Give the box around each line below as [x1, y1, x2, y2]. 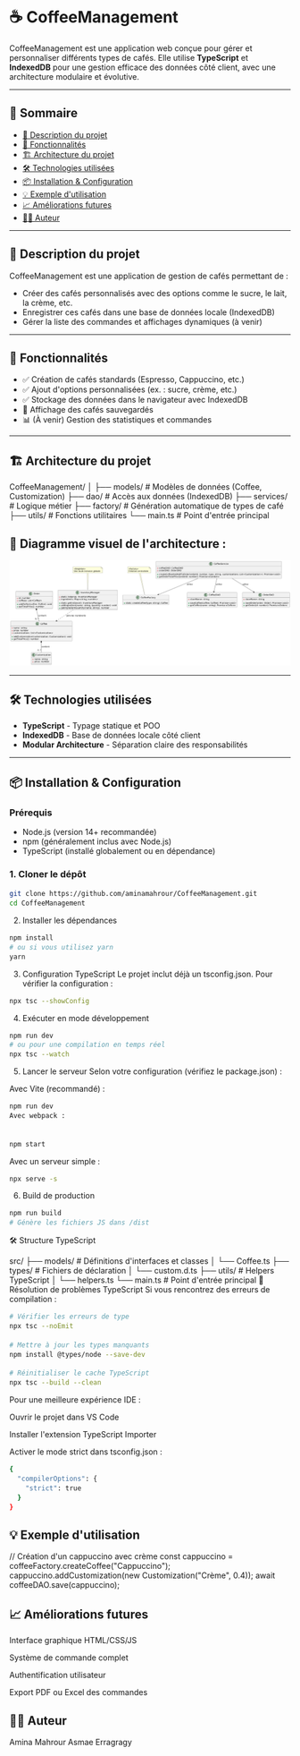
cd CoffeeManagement [9, 899, 87, 908]
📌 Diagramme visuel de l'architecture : [9, 536, 227, 551]
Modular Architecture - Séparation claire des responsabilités [21, 739, 248, 750]
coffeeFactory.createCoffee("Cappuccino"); [9, 1561, 171, 1572]
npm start [9, 1139, 46, 1148]
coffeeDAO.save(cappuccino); [9, 1580, 121, 1590]
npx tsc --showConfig [9, 996, 90, 1005]
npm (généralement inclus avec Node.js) [21, 836, 172, 847]
